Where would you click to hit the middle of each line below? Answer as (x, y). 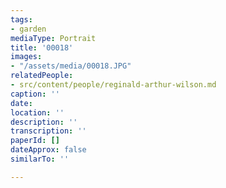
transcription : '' (48, 131)
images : (26, 57)
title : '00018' (42, 47)
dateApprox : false (48, 150)
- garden (28, 29)
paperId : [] (35, 141)
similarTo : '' (40, 159)
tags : (21, 19)
